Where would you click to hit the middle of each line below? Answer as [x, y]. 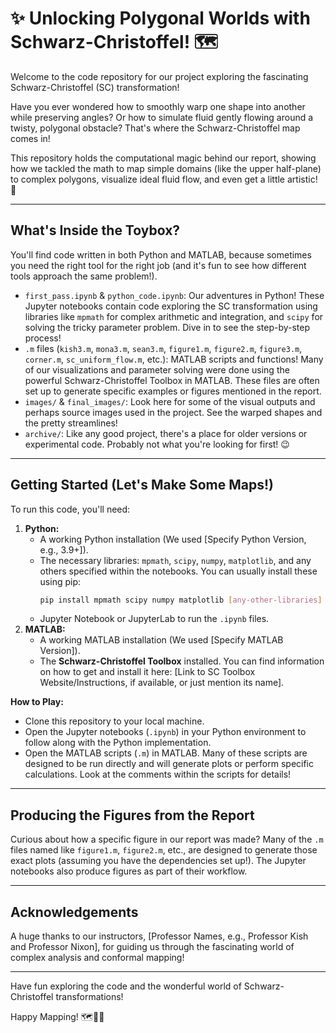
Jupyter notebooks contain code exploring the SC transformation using [171, 306]
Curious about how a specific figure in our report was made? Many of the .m [167, 839]
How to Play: [37, 702]
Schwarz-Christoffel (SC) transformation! [95, 87]
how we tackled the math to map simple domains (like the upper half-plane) [166, 168]
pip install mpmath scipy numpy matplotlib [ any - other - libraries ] [181, 600]
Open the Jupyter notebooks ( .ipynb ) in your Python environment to [165, 732]
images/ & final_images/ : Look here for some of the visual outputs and [170, 401]
